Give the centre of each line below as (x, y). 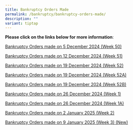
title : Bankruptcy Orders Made (37, 10)
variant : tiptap (22, 23)
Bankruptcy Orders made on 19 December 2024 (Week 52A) (66, 75)
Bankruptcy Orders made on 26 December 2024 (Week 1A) (65, 104)
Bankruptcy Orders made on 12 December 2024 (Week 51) (64, 56)
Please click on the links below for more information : (59, 37)
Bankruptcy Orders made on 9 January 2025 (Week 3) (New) (66, 122)
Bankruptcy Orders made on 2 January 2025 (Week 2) (60, 113)
